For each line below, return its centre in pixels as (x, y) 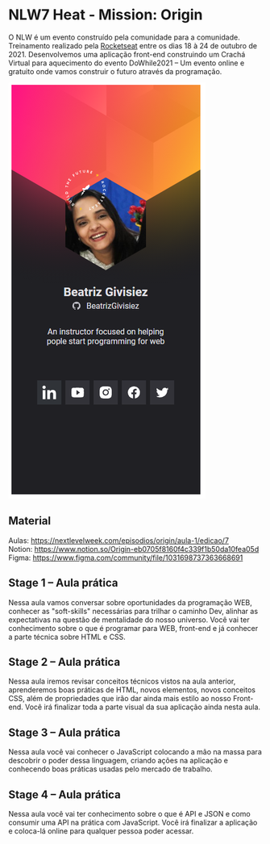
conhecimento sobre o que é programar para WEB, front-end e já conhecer (133, 628)
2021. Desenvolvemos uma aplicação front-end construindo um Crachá (127, 54)
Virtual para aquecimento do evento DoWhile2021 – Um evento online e (127, 63)
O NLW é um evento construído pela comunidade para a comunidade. (124, 37)
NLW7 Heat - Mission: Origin (106, 15)
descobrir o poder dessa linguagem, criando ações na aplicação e (118, 761)
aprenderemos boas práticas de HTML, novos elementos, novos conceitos (132, 690)
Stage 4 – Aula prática (64, 794)
